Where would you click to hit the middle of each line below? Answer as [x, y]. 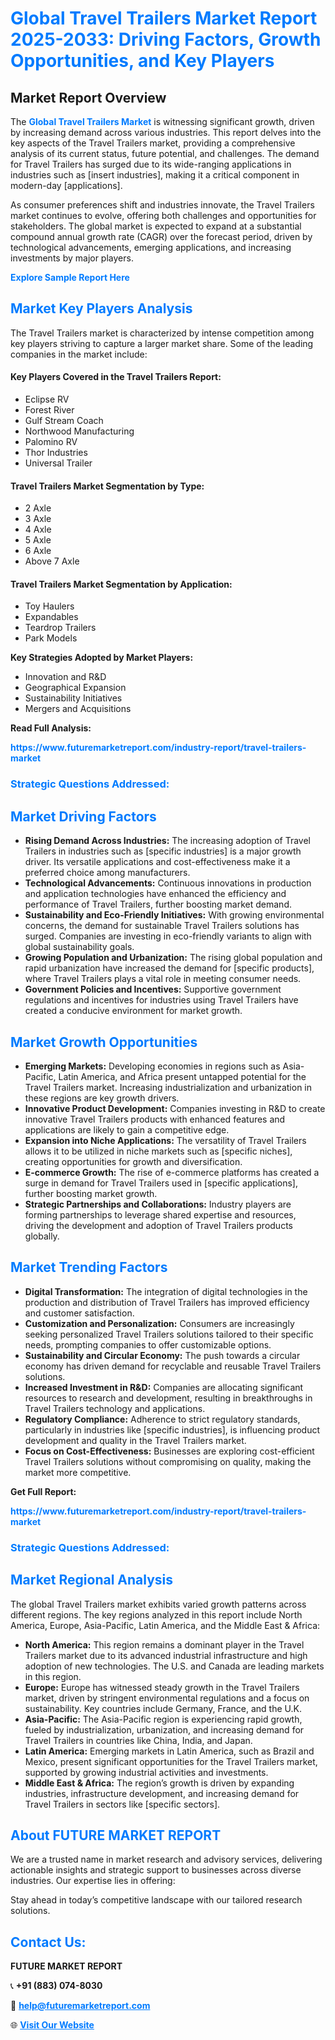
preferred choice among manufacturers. [107, 873]
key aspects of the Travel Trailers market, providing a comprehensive [153, 143]
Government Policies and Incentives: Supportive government [153, 989]
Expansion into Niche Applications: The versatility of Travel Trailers [165, 1140]
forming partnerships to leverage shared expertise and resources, [160, 1214]
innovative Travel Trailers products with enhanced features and [155, 1119]
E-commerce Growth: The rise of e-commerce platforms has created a [172, 1172]
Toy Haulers [49, 606]
